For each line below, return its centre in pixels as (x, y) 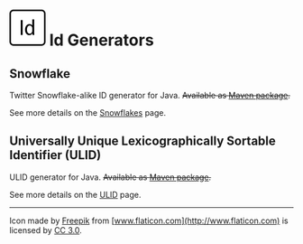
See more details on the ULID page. (75, 194)
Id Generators (102, 40)
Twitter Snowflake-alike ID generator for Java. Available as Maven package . (150, 95)
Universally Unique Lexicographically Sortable (143, 141)
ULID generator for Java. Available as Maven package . (110, 177)
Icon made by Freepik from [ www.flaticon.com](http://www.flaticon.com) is (149, 221)
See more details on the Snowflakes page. (88, 113)
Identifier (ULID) (55, 155)
